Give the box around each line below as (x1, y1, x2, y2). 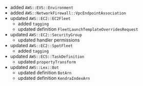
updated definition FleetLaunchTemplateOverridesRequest (17, 26, 138, 32)
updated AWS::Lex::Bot (10, 64, 59, 70)
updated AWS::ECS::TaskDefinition (10, 53, 85, 59)
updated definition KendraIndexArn (17, 75, 90, 81)
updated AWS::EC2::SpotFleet (10, 42, 73, 48)
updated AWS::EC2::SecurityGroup (10, 32, 82, 37)
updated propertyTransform (17, 59, 76, 64)
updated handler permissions (17, 37, 80, 43)
